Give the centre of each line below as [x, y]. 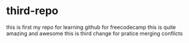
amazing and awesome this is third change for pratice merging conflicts [94, 33]
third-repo [32, 11]
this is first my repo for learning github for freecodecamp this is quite [91, 27]
